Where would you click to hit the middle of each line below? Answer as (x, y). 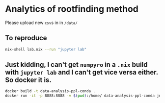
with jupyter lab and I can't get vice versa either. (82, 72)
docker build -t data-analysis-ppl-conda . (50, 91)
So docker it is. (28, 80)
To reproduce (26, 38)
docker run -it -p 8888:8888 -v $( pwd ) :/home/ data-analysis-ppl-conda (80, 96)
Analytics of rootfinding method (72, 9)
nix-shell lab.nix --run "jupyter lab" (46, 49)
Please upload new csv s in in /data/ (41, 23)
